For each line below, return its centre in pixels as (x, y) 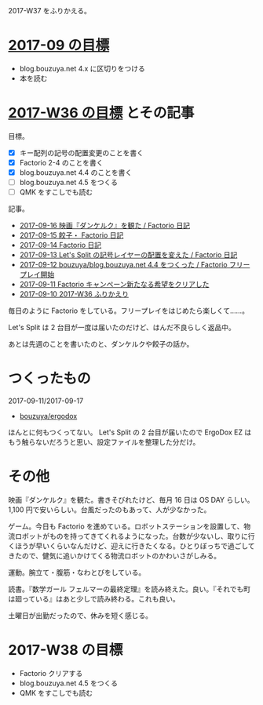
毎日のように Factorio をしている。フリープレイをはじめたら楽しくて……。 (129, 311)
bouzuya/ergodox (48, 416)
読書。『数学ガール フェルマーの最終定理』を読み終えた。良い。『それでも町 (130, 589)
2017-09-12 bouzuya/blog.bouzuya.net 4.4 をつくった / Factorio (123, 265)
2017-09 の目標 (59, 45)
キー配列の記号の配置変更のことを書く (81, 153)
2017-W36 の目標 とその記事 (101, 113)
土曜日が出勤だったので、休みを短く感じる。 (80, 616)
